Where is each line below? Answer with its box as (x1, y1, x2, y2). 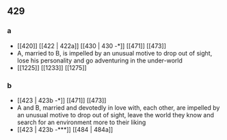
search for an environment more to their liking (16, 118, 146, 126)
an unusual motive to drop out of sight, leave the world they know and (16, 110, 214, 119)
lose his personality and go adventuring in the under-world (16, 56, 183, 65)
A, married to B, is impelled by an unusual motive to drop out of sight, (16, 49, 213, 57)
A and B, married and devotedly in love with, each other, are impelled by (16, 103, 220, 112)
